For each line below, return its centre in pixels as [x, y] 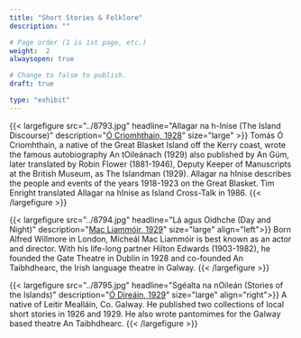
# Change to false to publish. [68, 76]
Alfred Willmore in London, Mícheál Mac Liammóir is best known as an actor [150, 239]
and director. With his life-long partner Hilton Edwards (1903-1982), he [140, 248]
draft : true [32, 84]
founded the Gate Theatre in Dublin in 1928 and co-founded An [126, 258]
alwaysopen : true [42, 59]
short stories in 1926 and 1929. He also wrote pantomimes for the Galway [145, 314]
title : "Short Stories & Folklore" [76, 18]
